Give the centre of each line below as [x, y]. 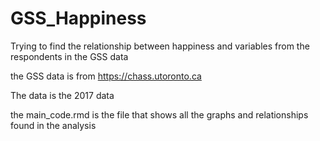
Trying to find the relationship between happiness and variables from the [160, 46]
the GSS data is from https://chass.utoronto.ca [106, 76]
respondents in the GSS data [69, 56]
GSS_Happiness [78, 18]
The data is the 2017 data [62, 95]
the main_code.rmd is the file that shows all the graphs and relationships [159, 114]
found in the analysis [53, 125]
